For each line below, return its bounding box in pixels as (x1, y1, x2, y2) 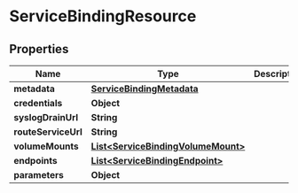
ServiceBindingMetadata (90, 82, 199, 95)
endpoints (13, 155, 58, 166)
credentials (13, 97, 63, 109)
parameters (13, 169, 64, 181)
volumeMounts (13, 140, 79, 152)
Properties (9, 42, 69, 57)
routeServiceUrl (13, 126, 82, 138)
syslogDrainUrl (13, 112, 79, 123)
